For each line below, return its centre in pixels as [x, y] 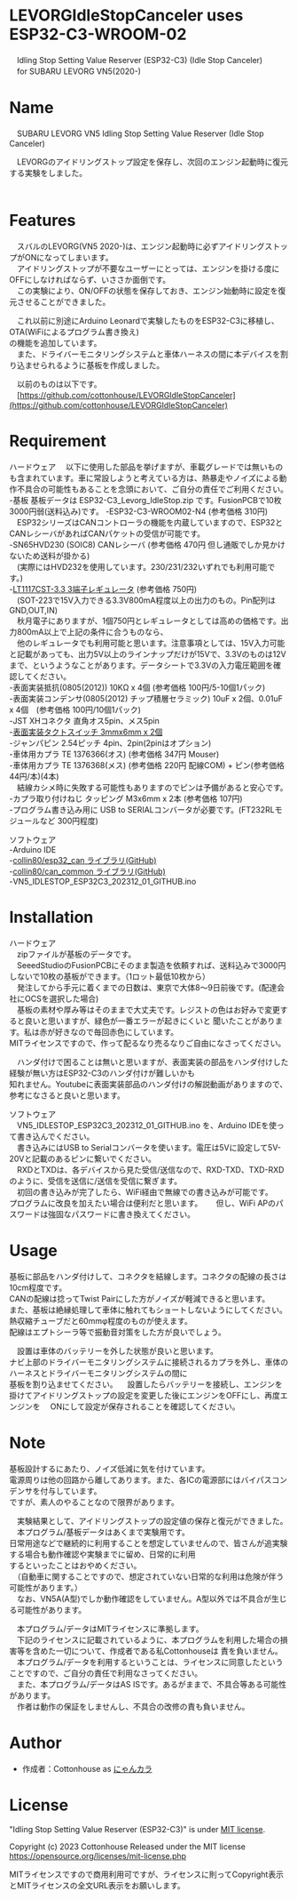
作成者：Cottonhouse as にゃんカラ [87, 1768]
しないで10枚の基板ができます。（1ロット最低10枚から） [109, 976]
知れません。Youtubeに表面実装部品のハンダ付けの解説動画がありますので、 [148, 1084]
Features [43, 221]
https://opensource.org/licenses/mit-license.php [98, 1856]
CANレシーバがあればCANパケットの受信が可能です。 [107, 533]
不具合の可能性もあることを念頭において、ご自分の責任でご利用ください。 [152, 489]
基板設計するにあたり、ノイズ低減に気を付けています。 [109, 1469]
